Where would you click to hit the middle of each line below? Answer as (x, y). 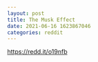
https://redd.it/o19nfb (37, 52)
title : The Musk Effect (41, 20)
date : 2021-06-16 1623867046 (49, 26)
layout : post (26, 13)
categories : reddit (35, 32)
